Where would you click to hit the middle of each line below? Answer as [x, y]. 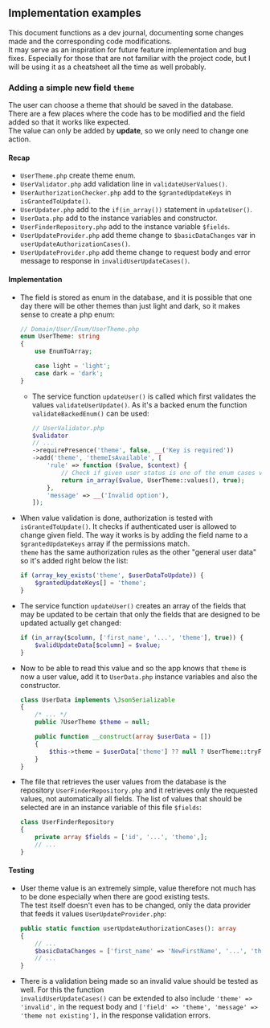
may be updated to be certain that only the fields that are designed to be [140, 614]
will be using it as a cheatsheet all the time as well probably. [107, 67]
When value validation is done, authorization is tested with [117, 518]
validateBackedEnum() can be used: [91, 413]
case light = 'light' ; [73, 366]
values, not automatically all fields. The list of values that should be [131, 799]
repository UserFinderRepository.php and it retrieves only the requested [139, 790]
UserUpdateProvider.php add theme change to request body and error [135, 252]
